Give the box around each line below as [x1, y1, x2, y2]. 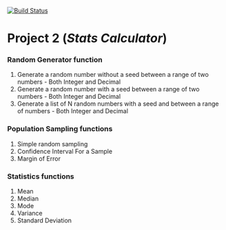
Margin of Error [17, 154, 61, 163]
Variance [17, 209, 43, 218]
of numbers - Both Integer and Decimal [17, 107, 129, 115]
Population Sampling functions [7, 124, 113, 134]
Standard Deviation [17, 216, 72, 225]
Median [17, 194, 39, 203]
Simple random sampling [17, 139, 88, 148]
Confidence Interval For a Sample [17, 147, 112, 155]
